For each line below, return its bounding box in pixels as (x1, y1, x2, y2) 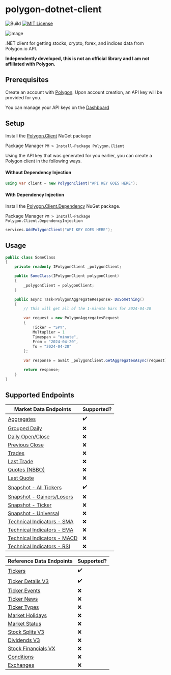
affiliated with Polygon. (5, 61, 56, 67)
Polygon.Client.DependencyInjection (5, 218, 83, 223)
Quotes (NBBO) (8, 466, 45, 473)
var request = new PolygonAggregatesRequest (23, 316, 120, 321)
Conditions (8, 653, 34, 660)
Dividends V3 (8, 637, 40, 644)
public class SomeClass (5, 255, 56, 260)
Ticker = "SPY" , (32, 325, 67, 330)
